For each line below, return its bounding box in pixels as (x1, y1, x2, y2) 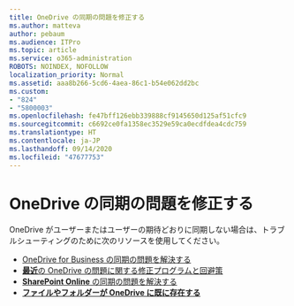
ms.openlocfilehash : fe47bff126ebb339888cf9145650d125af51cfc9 (9, 111, 247, 120)
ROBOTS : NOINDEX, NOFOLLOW (9, 63, 109, 72)
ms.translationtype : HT (9, 128, 97, 137)
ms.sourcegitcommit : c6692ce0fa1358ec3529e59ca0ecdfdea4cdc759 (9, 120, 247, 129)
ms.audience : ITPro (9, 37, 81, 47)
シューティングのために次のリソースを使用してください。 (16, 235, 225, 246)
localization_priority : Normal (9, 71, 124, 80)
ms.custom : (9, 87, 49, 96)
